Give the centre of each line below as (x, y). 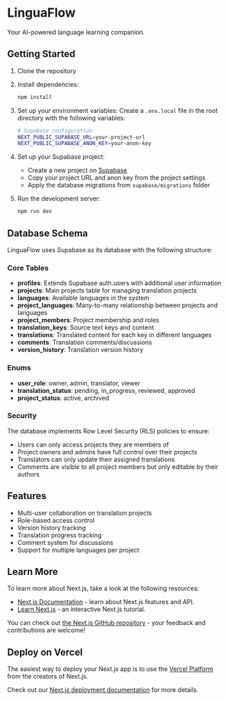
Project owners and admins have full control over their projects (107, 452)
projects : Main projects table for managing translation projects (107, 291)
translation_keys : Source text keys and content (85, 328)
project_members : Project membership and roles (88, 320)
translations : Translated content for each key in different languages (114, 335)
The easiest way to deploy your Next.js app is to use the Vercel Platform (111, 669)
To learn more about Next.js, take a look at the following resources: (103, 588)
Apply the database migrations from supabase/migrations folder (119, 185)
